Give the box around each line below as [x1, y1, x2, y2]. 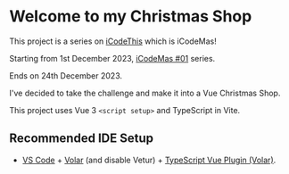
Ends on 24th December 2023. [9, 70, 123, 81]
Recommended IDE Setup [9, 131, 154, 146]
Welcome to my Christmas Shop [9, 6, 252, 27]
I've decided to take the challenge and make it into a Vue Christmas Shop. [9, 87, 281, 98]
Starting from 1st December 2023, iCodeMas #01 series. [9, 53, 216, 63]
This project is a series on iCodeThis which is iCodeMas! [9, 36, 217, 46]
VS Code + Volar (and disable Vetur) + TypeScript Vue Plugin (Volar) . [21, 154, 277, 165]
